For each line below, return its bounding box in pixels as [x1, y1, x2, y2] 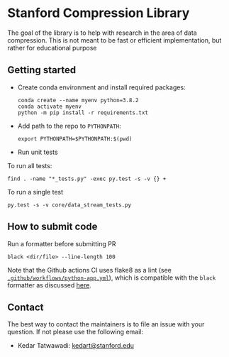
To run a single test [7, 187, 64, 196]
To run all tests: [7, 161, 52, 170]
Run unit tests [17, 148, 58, 156]
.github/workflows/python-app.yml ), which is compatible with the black [7, 273, 216, 282]
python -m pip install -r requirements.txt [17, 109, 149, 116]
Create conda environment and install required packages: [17, 83, 186, 92]
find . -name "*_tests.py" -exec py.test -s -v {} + [7, 175, 167, 182]
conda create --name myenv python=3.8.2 [17, 97, 139, 104]
